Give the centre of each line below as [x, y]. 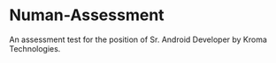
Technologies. [35, 48]
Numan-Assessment [87, 15]
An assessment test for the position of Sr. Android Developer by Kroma [138, 39]
